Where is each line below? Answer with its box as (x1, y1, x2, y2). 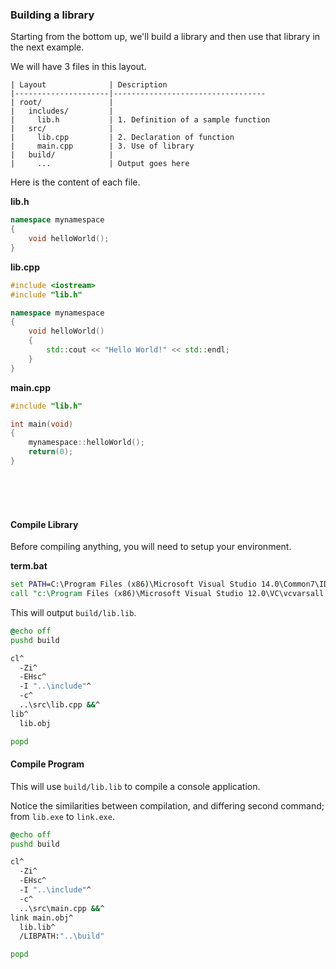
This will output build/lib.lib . (10, 606, 137, 618)
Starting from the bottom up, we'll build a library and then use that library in (10, 31, 321, 43)
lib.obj (19, 718, 52, 728)
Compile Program (10, 758, 85, 770)
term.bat (10, 560, 48, 572)
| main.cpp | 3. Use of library (10, 141, 195, 152)
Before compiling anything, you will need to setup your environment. (10, 541, 292, 553)
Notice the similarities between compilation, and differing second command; (10, 799, 325, 812)
